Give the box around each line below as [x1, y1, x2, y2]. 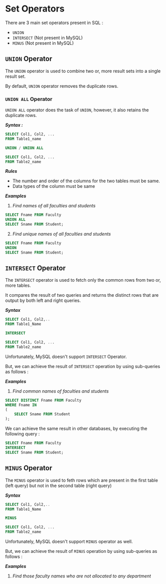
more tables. [5, 282, 31, 289]
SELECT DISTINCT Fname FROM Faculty [5, 398, 81, 403]
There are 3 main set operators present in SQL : [5, 20, 103, 26]
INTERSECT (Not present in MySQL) [12, 35, 83, 41]
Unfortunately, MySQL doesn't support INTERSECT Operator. [5, 354, 127, 360]
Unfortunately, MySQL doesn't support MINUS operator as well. [5, 538, 133, 545]
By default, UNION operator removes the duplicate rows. [5, 83, 118, 89]
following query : [5, 431, 40, 437]
